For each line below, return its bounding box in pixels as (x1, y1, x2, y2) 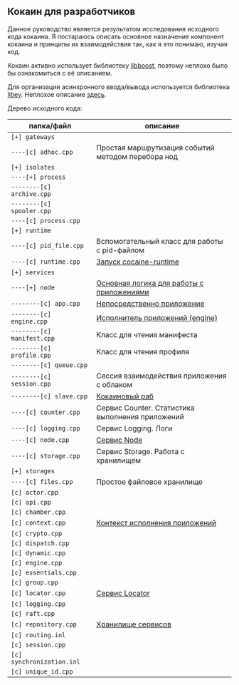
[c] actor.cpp (11, 488, 59, 496)
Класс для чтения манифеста (95, 329, 198, 339)
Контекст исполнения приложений (95, 517, 217, 527)
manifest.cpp (11, 334, 55, 342)
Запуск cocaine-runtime (95, 257, 180, 267)
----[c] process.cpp (11, 217, 80, 225)
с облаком (95, 379, 133, 389)
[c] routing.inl (11, 631, 66, 639)
